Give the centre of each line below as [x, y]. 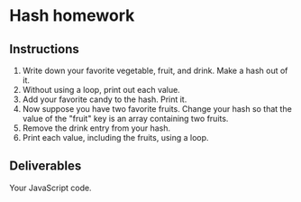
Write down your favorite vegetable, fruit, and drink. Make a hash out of [155, 70]
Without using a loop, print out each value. [101, 90]
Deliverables [46, 166]
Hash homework [72, 16]
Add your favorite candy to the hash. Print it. [105, 99]
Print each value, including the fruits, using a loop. [115, 138]
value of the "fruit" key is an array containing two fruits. [125, 119]
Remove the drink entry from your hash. [96, 128]
